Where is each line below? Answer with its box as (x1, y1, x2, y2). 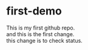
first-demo (6, 4, 62, 18)
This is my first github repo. (6, 24, 75, 31)
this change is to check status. (6, 37, 83, 44)
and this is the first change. (6, 30, 75, 37)
